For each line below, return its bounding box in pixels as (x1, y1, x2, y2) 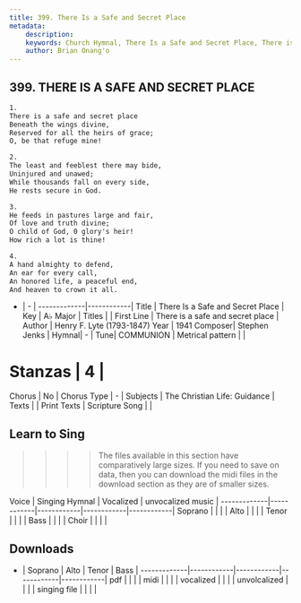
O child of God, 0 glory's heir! (9, 228, 134, 237)
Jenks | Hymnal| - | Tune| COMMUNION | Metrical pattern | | (21, 330, 246, 340)
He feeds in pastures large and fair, (9, 211, 154, 220)
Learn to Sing (9, 426, 85, 442)
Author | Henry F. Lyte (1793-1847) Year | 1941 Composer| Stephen (21, 320, 269, 332)
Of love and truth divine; (9, 219, 110, 228)
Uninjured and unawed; (9, 169, 94, 179)
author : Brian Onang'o (25, 47, 110, 56)
